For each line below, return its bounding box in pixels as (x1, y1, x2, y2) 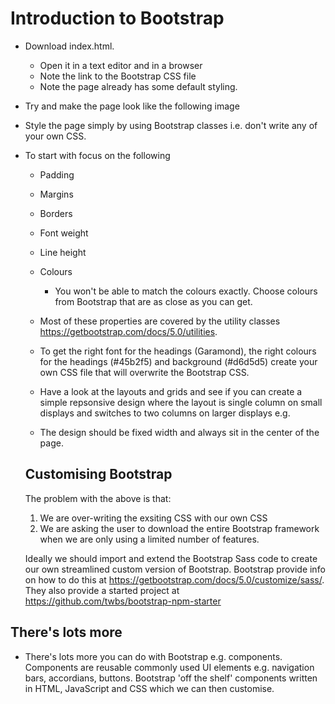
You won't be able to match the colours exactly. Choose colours (54, 285, 318, 297)
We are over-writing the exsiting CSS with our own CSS (39, 512, 268, 524)
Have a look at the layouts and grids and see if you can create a (39, 385, 303, 397)
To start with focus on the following (24, 149, 171, 161)
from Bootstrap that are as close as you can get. (54, 295, 253, 307)
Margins (39, 188, 74, 200)
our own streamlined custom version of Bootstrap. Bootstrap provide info (24, 563, 326, 575)
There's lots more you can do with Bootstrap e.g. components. (24, 650, 283, 662)
